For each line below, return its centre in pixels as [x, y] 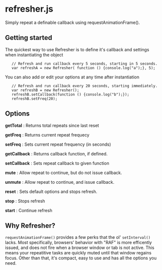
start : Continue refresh [29, 210]
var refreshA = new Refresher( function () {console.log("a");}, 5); [83, 68]
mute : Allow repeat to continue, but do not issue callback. [64, 173]
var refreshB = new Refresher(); [45, 90]
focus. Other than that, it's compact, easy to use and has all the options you [81, 258]
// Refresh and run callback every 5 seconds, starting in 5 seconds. [85, 64]
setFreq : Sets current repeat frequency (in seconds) [58, 144]
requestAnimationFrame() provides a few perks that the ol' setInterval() [78, 237]
